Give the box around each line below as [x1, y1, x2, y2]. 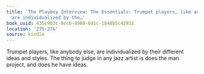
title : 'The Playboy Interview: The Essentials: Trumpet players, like [6, 8, 191, 15]
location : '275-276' [6, 25, 59, 32]
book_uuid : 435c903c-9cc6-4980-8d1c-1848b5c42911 [6, 20, 135, 26]
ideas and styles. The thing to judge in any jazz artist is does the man [6, 55, 180, 62]
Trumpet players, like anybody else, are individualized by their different [6, 48, 184, 55]
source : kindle [6, 32, 45, 38]
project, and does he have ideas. [6, 61, 88, 69]
